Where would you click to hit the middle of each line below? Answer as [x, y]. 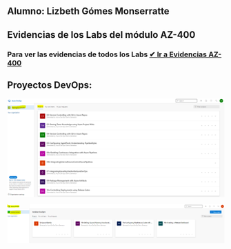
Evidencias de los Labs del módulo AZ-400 [101, 35]
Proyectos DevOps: [50, 85]
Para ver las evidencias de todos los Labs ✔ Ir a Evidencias [107, 54]
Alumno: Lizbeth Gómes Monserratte [89, 11]
